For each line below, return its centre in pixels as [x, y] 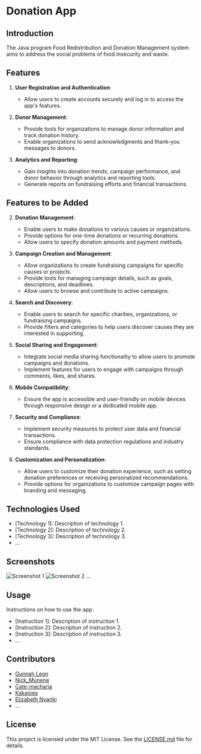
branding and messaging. [55, 490]
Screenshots [31, 561]
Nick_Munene [32, 680]
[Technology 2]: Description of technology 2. [70, 530]
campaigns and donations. [57, 363]
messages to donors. [50, 148]
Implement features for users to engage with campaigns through [103, 369]
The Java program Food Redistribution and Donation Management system [97, 48]
